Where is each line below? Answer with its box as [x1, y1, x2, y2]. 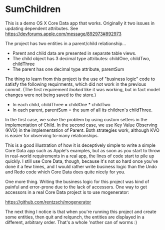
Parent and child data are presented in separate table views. [12, 50, 136, 56]
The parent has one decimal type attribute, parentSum [12, 66, 124, 72]
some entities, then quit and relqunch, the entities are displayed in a [5, 214, 145, 220]
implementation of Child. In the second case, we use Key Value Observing [5, 122, 157, 128]
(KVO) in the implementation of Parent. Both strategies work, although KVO [5, 127, 160, 133]
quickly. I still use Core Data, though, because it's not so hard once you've [5, 158, 158, 164]
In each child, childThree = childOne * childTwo [12, 101, 111, 107]
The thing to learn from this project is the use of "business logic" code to [5, 76, 155, 82]
